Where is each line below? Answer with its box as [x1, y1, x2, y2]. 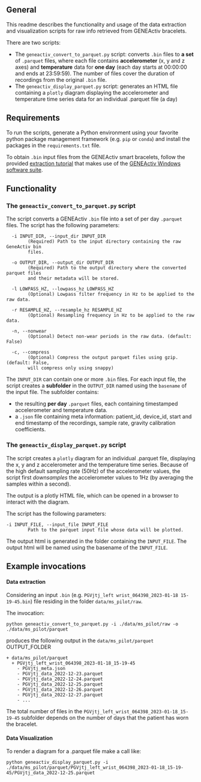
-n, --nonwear [11, 328, 47, 334]
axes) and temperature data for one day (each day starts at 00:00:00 [14, 63, 187, 70]
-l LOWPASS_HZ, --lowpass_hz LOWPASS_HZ [11, 286, 114, 292]
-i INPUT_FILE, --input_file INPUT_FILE [6, 521, 109, 528]
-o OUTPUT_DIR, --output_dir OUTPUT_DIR [11, 260, 114, 266]
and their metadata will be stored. [28, 275, 119, 282]
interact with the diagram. [6, 498, 70, 505]
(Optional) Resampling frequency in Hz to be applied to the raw [28, 313, 195, 319]
